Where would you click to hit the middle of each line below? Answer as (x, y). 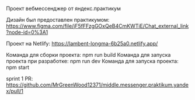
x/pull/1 (15, 91)
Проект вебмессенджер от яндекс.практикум (63, 8)
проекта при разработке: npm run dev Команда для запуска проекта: (93, 61)
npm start (18, 67)
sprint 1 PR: (20, 79)
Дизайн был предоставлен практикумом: (58, 20)
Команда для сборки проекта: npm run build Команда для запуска (88, 55)
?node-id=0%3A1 (27, 32)
